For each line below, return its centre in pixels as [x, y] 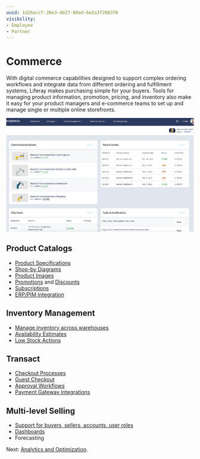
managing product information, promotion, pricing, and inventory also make [99, 97]
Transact [23, 359]
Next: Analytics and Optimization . [47, 449]
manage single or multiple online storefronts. [61, 110]
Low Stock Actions [38, 340]
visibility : [21, 19]
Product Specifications [43, 263]
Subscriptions [32, 288]
